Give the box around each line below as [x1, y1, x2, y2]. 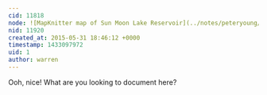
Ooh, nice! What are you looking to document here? [8, 77, 177, 87]
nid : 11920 [8, 26, 44, 34]
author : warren [8, 56, 59, 64]
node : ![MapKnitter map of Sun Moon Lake [8, 19, 148, 27]
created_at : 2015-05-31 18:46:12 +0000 [8, 33, 141, 42]
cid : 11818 [8, 11, 44, 20]
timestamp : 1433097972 [8, 41, 83, 49]
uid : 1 [8, 48, 30, 56]
